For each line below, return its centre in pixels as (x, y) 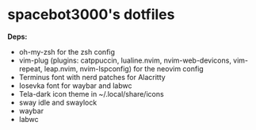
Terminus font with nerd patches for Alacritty (92, 77)
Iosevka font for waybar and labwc (75, 86)
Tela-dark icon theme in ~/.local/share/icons (91, 94)
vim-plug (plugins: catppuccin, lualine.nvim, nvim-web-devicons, (125, 60)
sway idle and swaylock (58, 102)
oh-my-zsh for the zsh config (67, 52)
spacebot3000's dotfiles (91, 15)
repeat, (31, 68)
